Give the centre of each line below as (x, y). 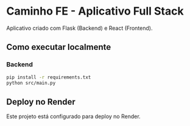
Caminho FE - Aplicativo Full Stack (95, 11)
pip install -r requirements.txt (49, 77)
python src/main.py (31, 83)
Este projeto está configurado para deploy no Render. (74, 116)
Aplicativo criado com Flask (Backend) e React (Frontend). (79, 28)
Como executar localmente (59, 47)
